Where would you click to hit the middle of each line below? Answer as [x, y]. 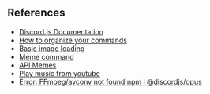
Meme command [46, 56]
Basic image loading [52, 48]
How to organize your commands [73, 40]
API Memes [37, 65]
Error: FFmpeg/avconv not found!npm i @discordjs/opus [110, 81]
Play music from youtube [59, 73]
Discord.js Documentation [61, 31]
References [36, 13]
